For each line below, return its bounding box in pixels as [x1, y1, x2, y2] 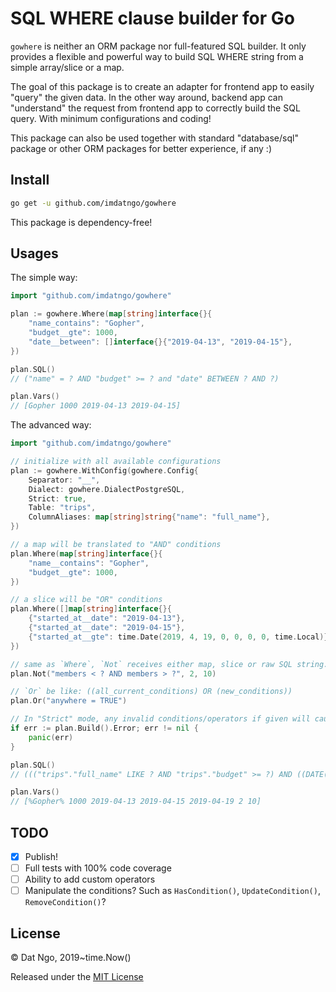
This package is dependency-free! [10, 216, 153, 228]
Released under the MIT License [10, 971, 144, 983]
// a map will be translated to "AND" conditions [10, 540, 222, 550]
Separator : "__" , [28, 475, 101, 485]
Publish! [24, 851, 59, 862]
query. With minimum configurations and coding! [10, 112, 212, 124]
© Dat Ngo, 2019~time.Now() [10, 952, 132, 964]
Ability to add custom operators [24, 873, 156, 886]
